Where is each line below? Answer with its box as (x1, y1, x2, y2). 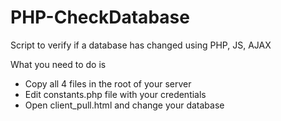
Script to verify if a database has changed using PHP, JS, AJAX (10, 39, 272, 51)
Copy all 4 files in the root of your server (24, 77, 192, 90)
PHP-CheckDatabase (10, 6, 190, 29)
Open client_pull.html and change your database (24, 99, 225, 111)
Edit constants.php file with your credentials (24, 88, 207, 100)
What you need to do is (10, 58, 107, 70)
